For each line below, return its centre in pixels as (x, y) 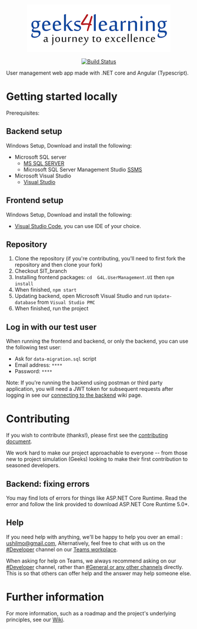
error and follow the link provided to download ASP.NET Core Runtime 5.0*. (98, 504)
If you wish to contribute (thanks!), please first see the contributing (87, 435)
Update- (163, 297)
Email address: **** (39, 365)
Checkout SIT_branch (41, 271)
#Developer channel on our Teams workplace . (62, 549)
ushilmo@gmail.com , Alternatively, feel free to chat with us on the (86, 543)
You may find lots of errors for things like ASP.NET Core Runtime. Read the (96, 498)
